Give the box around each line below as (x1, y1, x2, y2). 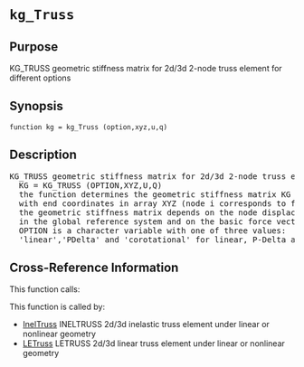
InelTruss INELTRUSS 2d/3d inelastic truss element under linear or (22, 319, 270, 330)
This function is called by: (9, 301, 106, 313)
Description (9, 147, 77, 163)
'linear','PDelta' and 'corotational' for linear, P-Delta (18, 234, 287, 245)
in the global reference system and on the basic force (18, 216, 272, 227)
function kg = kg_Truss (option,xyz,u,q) (9, 122, 168, 132)
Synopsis (9, 99, 63, 114)
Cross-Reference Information (9, 260, 179, 276)
